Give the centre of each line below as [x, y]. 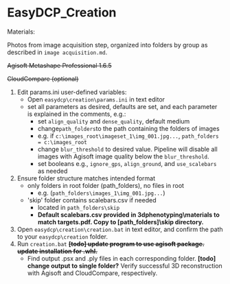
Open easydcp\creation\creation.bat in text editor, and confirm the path [120, 229]
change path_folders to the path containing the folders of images [128, 128]
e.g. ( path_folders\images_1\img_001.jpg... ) [102, 193]
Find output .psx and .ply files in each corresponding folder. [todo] [122, 258]
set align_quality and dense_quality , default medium [114, 121]
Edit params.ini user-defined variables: [72, 92]
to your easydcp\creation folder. [62, 236]
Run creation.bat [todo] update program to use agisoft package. [111, 244]
